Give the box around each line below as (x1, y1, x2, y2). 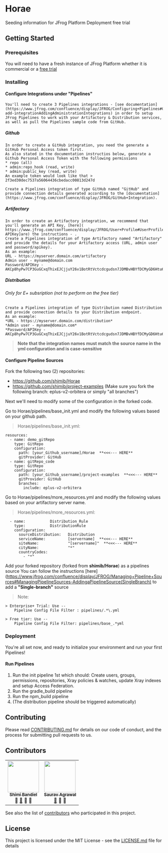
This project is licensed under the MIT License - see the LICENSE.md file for (5, 837, 162, 843)
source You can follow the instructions (5, 568, 84, 574)
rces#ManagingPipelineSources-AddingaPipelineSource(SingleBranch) (5, 579, 151, 585)
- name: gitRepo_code (9, 459, 55, 464)
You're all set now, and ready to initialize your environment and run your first (5, 644, 162, 650)
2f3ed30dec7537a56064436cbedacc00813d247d (5, 177, 95, 183)
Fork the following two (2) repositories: (5, 368, 85, 374)
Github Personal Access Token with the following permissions (5, 156, 137, 161)
